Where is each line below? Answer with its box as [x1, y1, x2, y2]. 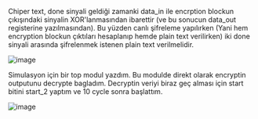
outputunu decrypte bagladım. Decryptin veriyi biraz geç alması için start [8, 78, 244, 88]
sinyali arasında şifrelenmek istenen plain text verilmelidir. [8, 40, 194, 49]
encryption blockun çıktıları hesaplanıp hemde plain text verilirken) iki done [8, 31, 251, 41]
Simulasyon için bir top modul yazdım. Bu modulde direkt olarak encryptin [8, 70, 246, 79]
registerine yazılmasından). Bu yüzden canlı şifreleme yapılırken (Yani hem [8, 23, 249, 32]
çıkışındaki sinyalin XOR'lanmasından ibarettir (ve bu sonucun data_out [8, 15, 237, 24]
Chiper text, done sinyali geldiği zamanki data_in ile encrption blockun [8, 7, 234, 16]
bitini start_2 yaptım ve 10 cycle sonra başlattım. [8, 87, 163, 96]
